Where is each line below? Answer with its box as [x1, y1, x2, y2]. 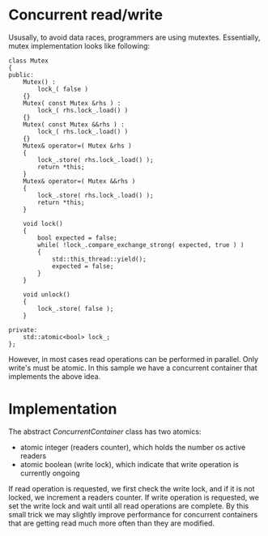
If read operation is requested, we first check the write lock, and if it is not [8, 483, 255, 493]
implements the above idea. [8, 371, 101, 381]
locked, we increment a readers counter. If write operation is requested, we [8, 492, 259, 502]
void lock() [23, 219, 63, 228]
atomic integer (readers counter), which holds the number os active [19, 442, 246, 452]
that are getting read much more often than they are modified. [8, 518, 215, 528]
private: [8, 325, 38, 334]
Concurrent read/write [8, 6, 164, 24]
